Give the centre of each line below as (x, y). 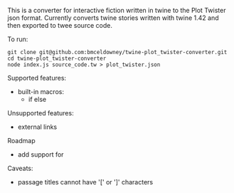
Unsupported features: (41, 113)
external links (37, 127)
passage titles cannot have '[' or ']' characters (85, 182)
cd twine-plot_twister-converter (57, 58)
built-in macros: (41, 92)
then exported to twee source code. (60, 25)
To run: (18, 39)
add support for (41, 155)
